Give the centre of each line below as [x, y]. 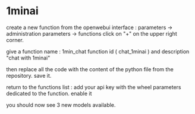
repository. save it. [29, 75]
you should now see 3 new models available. [61, 104]
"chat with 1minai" [28, 58]
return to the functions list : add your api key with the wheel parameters [94, 87]
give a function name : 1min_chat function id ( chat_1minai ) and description [98, 51]
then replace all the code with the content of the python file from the [90, 69]
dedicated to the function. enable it [49, 93]
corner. [15, 40]
